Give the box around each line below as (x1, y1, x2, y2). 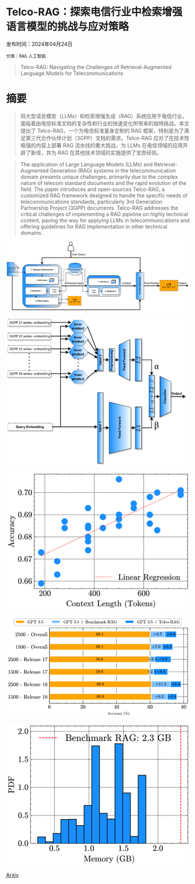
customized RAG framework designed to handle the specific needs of (20, 191, 188, 199)
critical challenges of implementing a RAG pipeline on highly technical (20, 210, 189, 217)
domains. (20, 229, 43, 236)
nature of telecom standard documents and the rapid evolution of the (20, 179, 187, 186)
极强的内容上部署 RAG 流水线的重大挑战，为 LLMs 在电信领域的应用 (20, 142, 183, 149)
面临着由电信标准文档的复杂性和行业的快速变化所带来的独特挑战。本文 (20, 119, 190, 126)
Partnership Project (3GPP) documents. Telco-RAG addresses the (20, 204, 179, 211)
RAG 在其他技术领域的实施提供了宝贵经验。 (57, 149, 162, 156)
